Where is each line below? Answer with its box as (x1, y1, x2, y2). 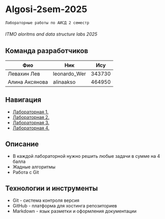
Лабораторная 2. (12, 114, 50, 120)
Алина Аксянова (8, 78, 48, 85)
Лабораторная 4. (12, 125, 50, 131)
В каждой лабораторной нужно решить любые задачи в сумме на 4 (12, 153, 160, 159)
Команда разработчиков (5, 47, 89, 55)
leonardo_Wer (53, 70, 86, 77)
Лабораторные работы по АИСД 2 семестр (5, 20, 90, 25)
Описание (5, 140, 39, 148)
